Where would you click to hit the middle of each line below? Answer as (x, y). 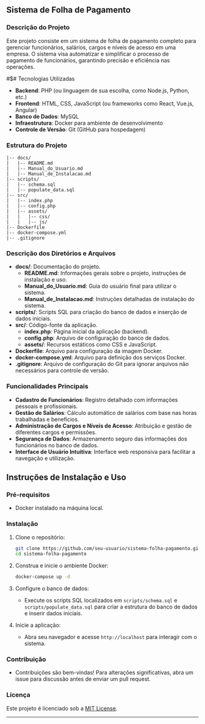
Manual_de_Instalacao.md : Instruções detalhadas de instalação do (110, 299)
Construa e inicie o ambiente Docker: (62, 566)
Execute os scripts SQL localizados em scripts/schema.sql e (101, 601)
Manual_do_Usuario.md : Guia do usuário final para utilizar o (100, 286)
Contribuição (26, 659)
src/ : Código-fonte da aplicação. (56, 325)
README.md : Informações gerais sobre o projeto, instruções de (105, 273)
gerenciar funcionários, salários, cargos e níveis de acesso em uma (91, 47)
